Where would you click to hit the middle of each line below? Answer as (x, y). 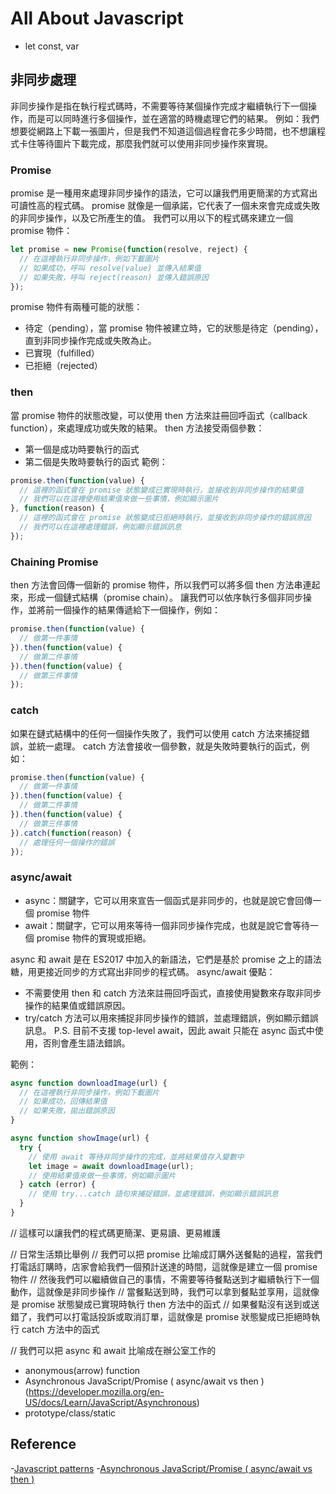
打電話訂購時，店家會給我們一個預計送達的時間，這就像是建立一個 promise (164, 1266)
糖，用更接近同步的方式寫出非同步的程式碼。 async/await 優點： (143, 971)
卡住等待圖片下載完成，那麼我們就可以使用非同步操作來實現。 (145, 143)
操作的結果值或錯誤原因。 (77, 1005)
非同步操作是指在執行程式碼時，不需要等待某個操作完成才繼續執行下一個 (159, 106)
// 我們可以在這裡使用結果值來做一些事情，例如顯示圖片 (119, 499)
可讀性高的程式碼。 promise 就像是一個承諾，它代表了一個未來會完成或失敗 (165, 206)
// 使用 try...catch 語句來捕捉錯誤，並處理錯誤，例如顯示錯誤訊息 (153, 1194)
